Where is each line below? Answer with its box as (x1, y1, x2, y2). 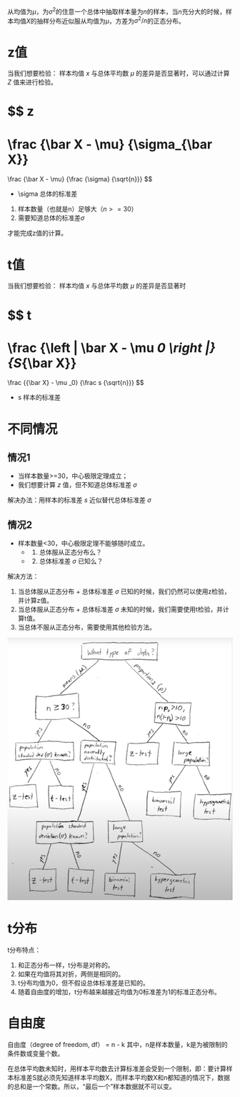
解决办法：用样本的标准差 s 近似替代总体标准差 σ (7, 496, 151, 504)
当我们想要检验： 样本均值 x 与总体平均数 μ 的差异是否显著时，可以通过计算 (7, 69, 230, 78)
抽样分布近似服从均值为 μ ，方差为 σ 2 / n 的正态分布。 (36, 15, 185, 25)
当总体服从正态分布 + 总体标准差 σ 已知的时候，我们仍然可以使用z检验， (17, 587, 231, 596)
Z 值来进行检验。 (7, 78, 57, 86)
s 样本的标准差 (17, 393, 61, 402)
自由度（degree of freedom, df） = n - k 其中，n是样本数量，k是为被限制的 (7, 1040, 228, 1048)
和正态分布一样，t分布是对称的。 (17, 961, 114, 969)
